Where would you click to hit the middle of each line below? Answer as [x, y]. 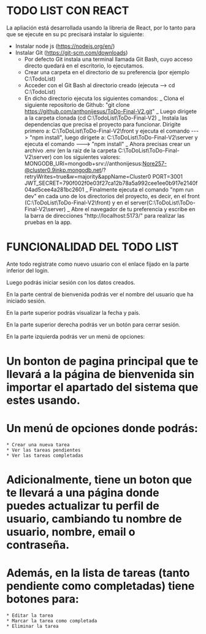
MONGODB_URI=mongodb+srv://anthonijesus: [83, 163]
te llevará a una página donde [83, 493]
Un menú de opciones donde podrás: [102, 429]
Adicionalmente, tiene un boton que [99, 480]
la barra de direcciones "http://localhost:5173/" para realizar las [105, 215]
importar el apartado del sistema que [102, 388]
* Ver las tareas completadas [45, 455]
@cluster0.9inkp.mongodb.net [63, 170]
